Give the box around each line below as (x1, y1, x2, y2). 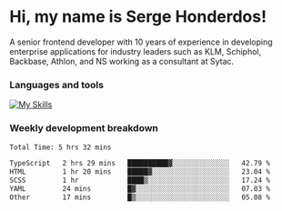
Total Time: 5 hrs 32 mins (9, 143, 112, 152)
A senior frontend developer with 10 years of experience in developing (9, 36, 273, 47)
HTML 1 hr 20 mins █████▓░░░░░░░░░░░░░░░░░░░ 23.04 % (9, 167, 271, 176)
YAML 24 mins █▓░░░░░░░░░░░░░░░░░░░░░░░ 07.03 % (9, 185, 271, 194)
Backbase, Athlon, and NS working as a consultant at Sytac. (9, 55, 235, 66)
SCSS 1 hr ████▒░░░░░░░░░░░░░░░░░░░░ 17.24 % (9, 176, 271, 186)
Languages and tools (9, 78, 105, 91)
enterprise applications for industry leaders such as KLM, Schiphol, (9, 45, 262, 56)
